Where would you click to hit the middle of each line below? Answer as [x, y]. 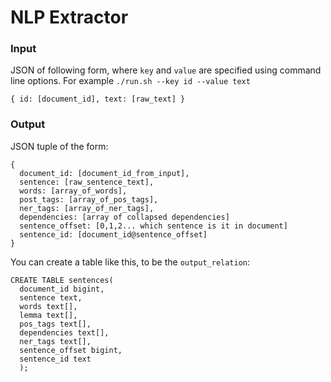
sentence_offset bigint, [71, 350]
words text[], [48, 306]
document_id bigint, [62, 289]
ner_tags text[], [55, 341]
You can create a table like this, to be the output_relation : [130, 262]
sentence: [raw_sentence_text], [87, 182]
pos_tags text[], [55, 324]
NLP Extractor [69, 17]
